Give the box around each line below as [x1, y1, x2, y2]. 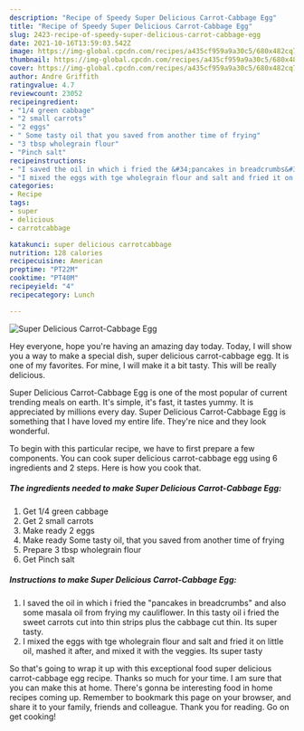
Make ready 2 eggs [22, 525, 95, 536]
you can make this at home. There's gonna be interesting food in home [9, 682, 273, 693]
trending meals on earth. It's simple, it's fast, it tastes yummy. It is [9, 396, 254, 407]
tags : [9, 198, 30, 208]
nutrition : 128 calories [9, 248, 103, 258]
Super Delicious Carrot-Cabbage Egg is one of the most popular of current [9, 386, 288, 398]
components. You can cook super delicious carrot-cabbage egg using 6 [9, 452, 278, 463]
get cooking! [9, 711, 57, 722]
